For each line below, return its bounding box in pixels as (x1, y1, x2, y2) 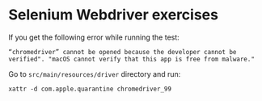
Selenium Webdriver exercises (8, 6, 218, 24)
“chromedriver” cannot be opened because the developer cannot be (8, 48, 237, 56)
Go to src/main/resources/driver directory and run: (8, 69, 181, 78)
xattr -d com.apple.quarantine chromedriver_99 (8, 85, 172, 93)
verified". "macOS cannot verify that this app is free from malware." (8, 55, 255, 63)
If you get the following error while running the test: (8, 32, 180, 42)
